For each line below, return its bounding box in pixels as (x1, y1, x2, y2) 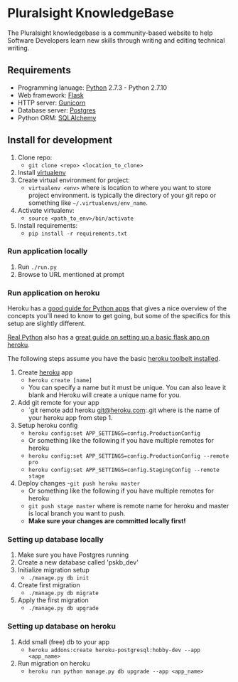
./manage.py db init (28, 575, 90, 582)
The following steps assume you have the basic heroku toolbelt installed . (7, 355, 220, 363)
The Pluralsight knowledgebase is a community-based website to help (7, 28, 213, 37)
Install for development (7, 134, 112, 147)
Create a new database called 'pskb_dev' (17, 558, 139, 567)
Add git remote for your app (17, 399, 99, 407)
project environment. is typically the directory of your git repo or (28, 191, 217, 199)
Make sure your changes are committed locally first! (28, 517, 186, 525)
